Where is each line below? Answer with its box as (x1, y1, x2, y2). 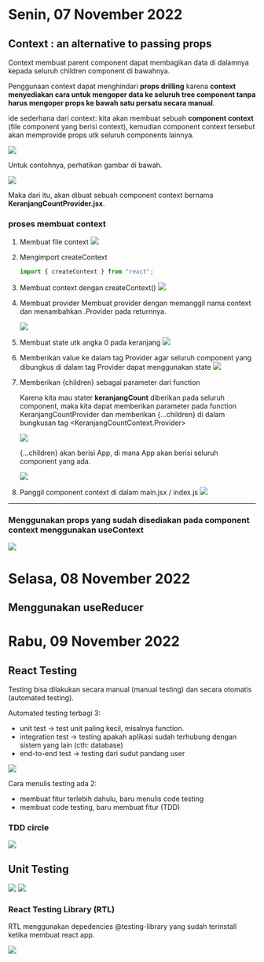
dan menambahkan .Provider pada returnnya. (19, 307, 167, 316)
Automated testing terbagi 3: (8, 708, 101, 718)
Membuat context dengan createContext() (19, 283, 156, 293)
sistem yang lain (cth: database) (19, 740, 123, 750)
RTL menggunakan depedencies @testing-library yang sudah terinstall (8, 922, 237, 931)
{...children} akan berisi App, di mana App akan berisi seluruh (19, 448, 218, 458)
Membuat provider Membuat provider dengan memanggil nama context (19, 298, 251, 308)
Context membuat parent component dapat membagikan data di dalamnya (8, 58, 249, 67)
